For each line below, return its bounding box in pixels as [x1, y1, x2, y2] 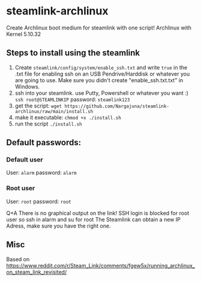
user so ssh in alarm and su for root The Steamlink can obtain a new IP [6, 216, 181, 223]
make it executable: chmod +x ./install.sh [14, 113, 121, 121]
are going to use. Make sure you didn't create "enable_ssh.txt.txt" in [14, 76, 184, 83]
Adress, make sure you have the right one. [6, 222, 111, 229]
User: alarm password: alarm [6, 169, 77, 177]
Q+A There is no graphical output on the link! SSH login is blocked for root [6, 209, 190, 217]
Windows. [14, 83, 40, 90]
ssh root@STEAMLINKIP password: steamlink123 [14, 95, 130, 103]
